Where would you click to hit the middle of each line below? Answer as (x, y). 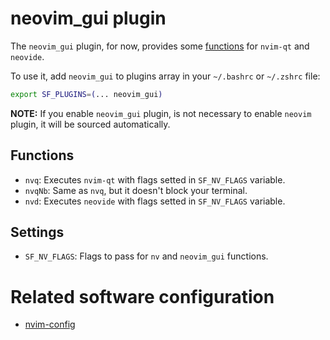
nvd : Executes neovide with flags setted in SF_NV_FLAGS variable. (155, 201)
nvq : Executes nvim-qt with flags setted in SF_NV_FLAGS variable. (155, 179)
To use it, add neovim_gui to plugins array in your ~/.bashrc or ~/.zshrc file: (165, 76)
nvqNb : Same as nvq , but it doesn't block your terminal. (136, 190)
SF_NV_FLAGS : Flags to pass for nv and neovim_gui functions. (146, 256)
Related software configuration (142, 296)
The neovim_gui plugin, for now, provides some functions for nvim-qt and (160, 46)
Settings (37, 232)
